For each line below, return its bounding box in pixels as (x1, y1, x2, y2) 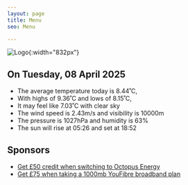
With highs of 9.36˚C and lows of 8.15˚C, (17, 95, 132, 103)
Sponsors (7, 144, 50, 156)
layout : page (7, 10, 45, 17)
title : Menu (7, 17, 42, 24)
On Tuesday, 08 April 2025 (7, 68, 126, 80)
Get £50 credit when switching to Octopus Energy (17, 163, 161, 170)
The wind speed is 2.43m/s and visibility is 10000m (17, 109, 164, 118)
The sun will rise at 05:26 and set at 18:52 (17, 124, 137, 132)
